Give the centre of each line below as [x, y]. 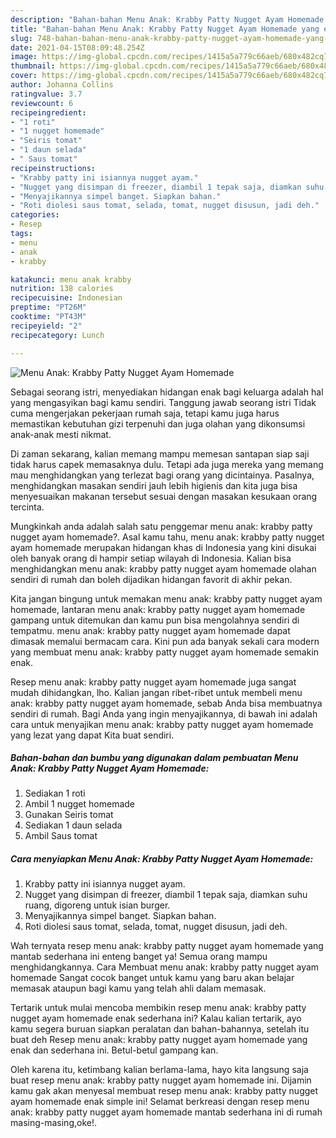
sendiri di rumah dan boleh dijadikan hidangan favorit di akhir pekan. [151, 579]
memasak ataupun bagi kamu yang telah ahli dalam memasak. [138, 988]
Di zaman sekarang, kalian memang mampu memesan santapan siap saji [160, 453]
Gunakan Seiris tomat [69, 815]
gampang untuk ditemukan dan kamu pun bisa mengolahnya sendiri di [155, 620]
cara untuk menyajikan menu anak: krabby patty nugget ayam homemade [162, 724]
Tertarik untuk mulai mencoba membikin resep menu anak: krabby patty [158, 1008]
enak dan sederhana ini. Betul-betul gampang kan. [114, 1050]
